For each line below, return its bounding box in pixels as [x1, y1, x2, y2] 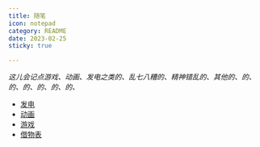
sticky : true [8, 42, 52, 50]
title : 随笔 [8, 11, 46, 20]
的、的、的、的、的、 [8, 82, 79, 92]
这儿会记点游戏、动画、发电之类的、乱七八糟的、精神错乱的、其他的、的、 [8, 72, 256, 82]
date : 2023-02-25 [8, 34, 67, 43]
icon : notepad [8, 19, 57, 27]
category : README [8, 27, 67, 35]
